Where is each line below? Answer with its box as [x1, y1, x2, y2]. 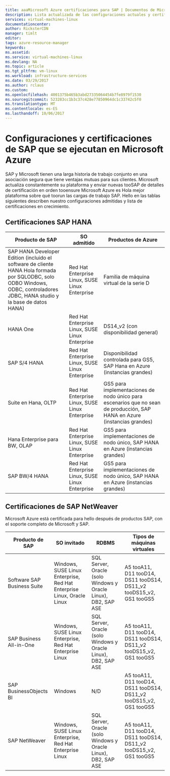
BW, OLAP [8, 442, 33, 449]
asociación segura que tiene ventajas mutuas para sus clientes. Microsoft [5, 176, 158, 182]
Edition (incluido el [8, 254, 52, 261]
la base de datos [8, 298, 47, 305]
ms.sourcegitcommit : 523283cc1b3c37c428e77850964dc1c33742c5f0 [5, 97, 142, 102]
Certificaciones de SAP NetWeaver [5, 502, 118, 511]
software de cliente [8, 260, 54, 267]
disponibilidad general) [103, 329, 158, 336]
